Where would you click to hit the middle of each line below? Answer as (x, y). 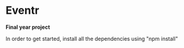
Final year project (28, 27)
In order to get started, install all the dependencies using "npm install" (92, 38)
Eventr (22, 10)
